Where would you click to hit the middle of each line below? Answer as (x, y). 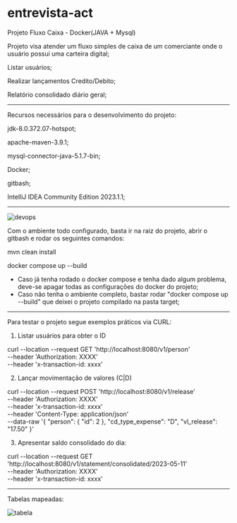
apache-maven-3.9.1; (38, 142)
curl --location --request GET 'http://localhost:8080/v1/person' (99, 349)
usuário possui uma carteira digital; (59, 54)
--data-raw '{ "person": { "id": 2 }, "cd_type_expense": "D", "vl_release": (113, 422)
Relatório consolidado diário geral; (57, 94)
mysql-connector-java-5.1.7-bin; (54, 156)
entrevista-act (50, 13)
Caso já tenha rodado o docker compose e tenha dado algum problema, (122, 279)
